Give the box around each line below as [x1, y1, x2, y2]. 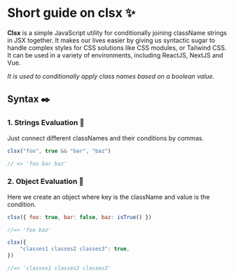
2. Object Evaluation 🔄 [7, 177, 84, 187]
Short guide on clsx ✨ [7, 5, 136, 21]
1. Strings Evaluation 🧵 [7, 118, 85, 128]
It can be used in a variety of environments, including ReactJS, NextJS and [7, 51, 223, 59]
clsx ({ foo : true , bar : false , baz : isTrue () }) [7, 213, 152, 220]
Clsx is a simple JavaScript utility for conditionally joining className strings [7, 28, 228, 37]
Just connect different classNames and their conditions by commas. [7, 133, 205, 142]
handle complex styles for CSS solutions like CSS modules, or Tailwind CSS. [7, 44, 227, 52]
